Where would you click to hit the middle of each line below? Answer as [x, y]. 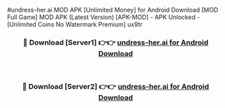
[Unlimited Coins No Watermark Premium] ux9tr [75, 24]
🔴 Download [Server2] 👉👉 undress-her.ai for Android [116, 87]
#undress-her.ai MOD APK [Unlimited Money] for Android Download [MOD [113, 10]
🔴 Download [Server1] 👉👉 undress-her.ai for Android [116, 42]
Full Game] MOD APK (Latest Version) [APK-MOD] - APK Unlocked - [104, 17]
